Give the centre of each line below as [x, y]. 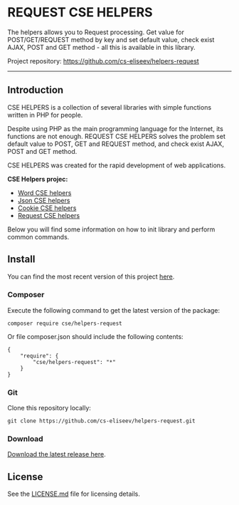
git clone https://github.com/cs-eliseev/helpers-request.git [101, 421]
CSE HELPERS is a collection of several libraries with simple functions [110, 107]
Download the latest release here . [57, 454]
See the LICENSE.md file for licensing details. [74, 494]
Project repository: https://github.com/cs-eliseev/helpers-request [103, 61]
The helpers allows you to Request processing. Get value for [96, 32]
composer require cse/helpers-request [65, 323]
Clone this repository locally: [49, 408]
